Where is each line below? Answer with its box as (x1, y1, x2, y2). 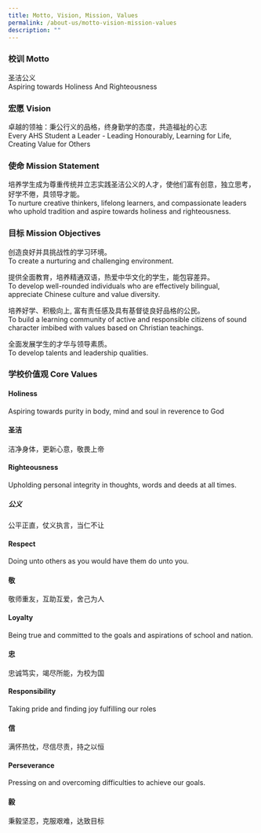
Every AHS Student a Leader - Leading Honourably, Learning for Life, (8, 130, 232, 140)
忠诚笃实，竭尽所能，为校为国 (8, 668, 104, 677)
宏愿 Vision (8, 103, 52, 114)
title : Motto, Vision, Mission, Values (8, 11, 139, 20)
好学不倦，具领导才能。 (8, 189, 84, 199)
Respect (8, 539, 36, 549)
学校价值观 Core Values (8, 369, 98, 380)
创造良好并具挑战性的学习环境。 (8, 247, 111, 256)
